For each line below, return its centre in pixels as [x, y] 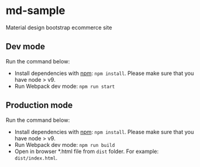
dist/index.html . [36, 158]
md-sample [35, 11]
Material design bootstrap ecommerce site [59, 27]
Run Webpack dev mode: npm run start [65, 86]
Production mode [39, 105]
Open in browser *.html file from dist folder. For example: [87, 151]
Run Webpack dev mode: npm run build [65, 144]
